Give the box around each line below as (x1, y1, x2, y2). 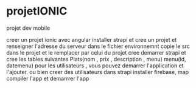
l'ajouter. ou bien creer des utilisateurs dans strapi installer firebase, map (6, 68, 189, 75)
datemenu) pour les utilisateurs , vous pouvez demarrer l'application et (6, 62, 184, 69)
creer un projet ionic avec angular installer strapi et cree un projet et (6, 36, 177, 43)
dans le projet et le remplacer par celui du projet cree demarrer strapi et (6, 49, 187, 56)
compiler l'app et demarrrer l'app (6, 75, 89, 82)
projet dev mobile (6, 24, 51, 32)
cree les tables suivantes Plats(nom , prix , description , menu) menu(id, (6, 55, 187, 63)
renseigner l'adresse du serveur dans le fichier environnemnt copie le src (6, 42, 190, 50)
